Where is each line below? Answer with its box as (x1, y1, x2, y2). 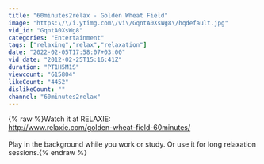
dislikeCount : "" (8, 85, 66, 93)
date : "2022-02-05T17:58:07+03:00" (8, 48, 126, 56)
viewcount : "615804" (8, 71, 77, 78)
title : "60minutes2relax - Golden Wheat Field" (8, 11, 169, 20)
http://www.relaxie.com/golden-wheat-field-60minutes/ (8, 123, 191, 132)
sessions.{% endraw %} (8, 148, 87, 158)
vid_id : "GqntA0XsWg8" (8, 26, 83, 34)
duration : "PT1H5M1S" (8, 63, 80, 71)
